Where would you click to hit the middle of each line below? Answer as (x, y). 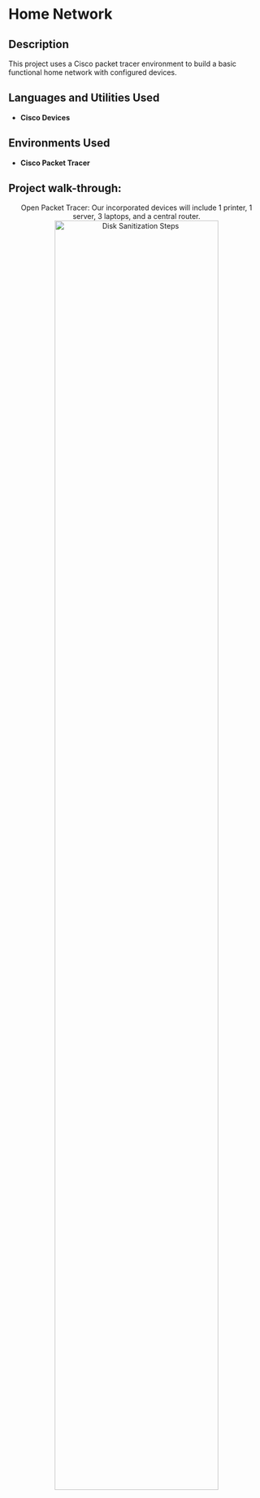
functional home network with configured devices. (93, 72)
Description (39, 44)
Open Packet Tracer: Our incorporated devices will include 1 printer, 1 (136, 207)
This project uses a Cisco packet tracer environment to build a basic (123, 63)
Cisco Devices (45, 117)
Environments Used (59, 143)
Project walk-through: (65, 188)
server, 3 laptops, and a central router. (136, 216)
